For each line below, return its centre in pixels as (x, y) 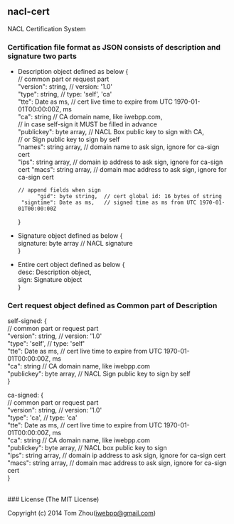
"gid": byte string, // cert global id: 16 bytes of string (129, 197)
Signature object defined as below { (70, 236)
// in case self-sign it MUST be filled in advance (87, 124)
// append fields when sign (59, 190)
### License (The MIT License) (53, 499)
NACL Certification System (47, 28)
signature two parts (42, 56)
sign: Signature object (50, 280)
